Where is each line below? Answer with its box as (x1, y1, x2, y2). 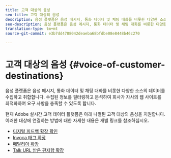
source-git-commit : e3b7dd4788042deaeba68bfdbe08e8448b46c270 (5, 31, 140, 36)
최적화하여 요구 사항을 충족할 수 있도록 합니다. (5, 100, 97, 106)
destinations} (5, 70, 64, 82)
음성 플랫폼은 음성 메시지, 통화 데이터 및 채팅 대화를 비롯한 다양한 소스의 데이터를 (5, 87, 165, 93)
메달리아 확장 (12, 141, 39, 147)
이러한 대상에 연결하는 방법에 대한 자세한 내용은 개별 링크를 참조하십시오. (5, 117, 149, 123)
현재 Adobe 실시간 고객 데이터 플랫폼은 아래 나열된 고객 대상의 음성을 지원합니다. (5, 111, 165, 117)
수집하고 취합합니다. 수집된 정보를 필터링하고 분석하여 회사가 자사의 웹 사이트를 (5, 93, 162, 100)
